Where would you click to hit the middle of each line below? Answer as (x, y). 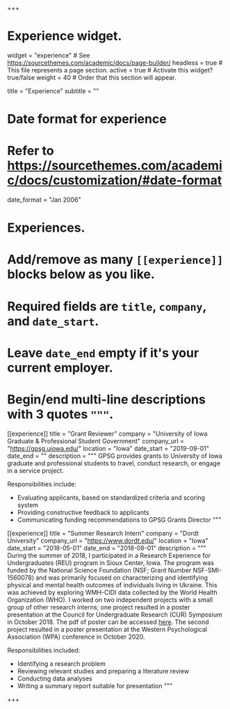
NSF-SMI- (207, 570)
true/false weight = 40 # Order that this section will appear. (92, 77)
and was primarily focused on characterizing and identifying (122, 577)
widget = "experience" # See (49, 55)
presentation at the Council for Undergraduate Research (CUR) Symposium (115, 614)
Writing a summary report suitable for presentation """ (95, 685)
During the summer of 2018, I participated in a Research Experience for (109, 555)
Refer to (31, 151)
